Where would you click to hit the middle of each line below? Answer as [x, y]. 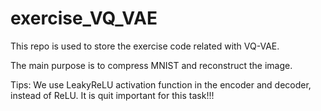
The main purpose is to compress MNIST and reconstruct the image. [151, 65]
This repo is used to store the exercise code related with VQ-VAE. [145, 46]
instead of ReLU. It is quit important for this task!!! [112, 95]
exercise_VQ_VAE [84, 18]
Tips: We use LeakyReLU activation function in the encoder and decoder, [161, 84]
